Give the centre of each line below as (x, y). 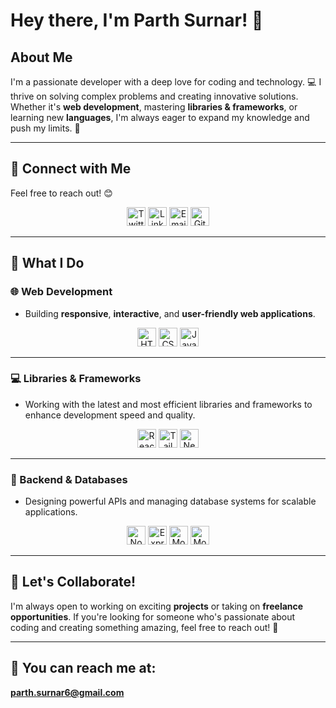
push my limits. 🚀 (45, 128)
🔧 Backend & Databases (69, 479)
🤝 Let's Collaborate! (73, 582)
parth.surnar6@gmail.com (67, 692)
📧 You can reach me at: (83, 668)
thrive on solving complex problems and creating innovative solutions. (154, 96)
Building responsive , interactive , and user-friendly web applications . (170, 313)
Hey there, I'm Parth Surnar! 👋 (137, 20)
